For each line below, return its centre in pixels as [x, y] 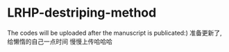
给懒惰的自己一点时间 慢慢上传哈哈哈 [60, 41]
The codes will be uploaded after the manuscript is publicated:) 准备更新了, [114, 33]
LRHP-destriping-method [82, 13]
